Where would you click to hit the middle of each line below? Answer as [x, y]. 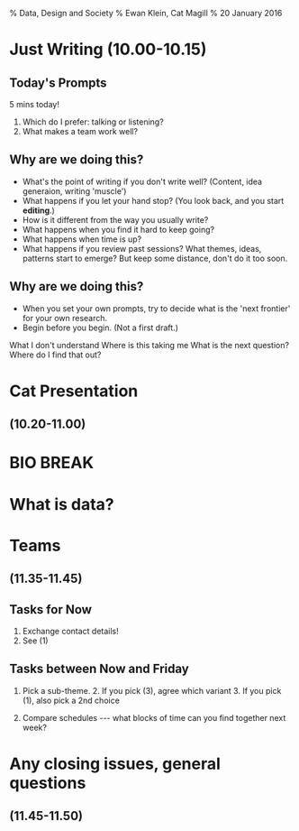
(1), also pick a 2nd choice [71, 700]
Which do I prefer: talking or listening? [93, 122]
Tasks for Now [51, 609]
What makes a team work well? [80, 131]
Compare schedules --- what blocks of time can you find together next [154, 717]
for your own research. [65, 318]
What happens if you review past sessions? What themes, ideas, [142, 248]
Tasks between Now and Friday [99, 669]
